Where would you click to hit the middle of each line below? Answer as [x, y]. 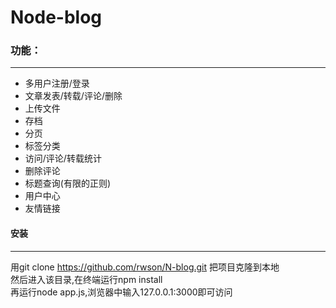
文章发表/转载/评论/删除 [73, 96]
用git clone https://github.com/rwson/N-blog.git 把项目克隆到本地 [145, 267]
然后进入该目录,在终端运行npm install [86, 279]
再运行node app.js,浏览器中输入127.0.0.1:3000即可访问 [121, 292]
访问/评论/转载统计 [63, 158]
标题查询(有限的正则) [68, 183]
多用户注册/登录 [57, 83]
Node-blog [56, 17]
